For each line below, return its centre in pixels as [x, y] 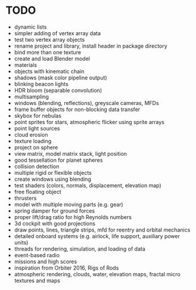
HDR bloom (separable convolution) [58, 90]
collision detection [37, 166]
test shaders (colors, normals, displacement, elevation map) [88, 185]
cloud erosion [31, 134]
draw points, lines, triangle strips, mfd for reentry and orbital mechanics [102, 230]
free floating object [38, 192]
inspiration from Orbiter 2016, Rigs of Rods [66, 268]
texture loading [33, 141]
